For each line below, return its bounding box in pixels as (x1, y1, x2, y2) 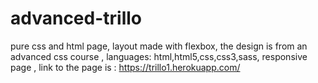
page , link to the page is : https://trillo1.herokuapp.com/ (10, 61, 241, 73)
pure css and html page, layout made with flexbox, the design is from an (10, 40, 308, 52)
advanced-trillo (10, 7, 143, 30)
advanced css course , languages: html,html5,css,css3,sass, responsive (10, 50, 308, 62)
